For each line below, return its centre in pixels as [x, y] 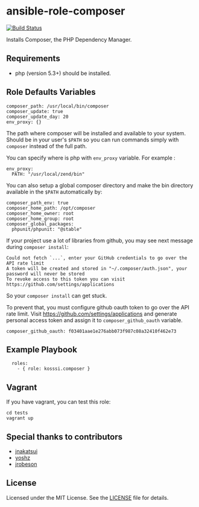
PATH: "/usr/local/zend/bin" [48, 174]
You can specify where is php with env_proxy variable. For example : [91, 158]
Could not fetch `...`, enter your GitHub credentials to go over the [97, 258]
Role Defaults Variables [51, 92]
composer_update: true [35, 111]
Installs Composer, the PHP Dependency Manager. [69, 39]
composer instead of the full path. [47, 146]
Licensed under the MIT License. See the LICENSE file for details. [87, 497]
